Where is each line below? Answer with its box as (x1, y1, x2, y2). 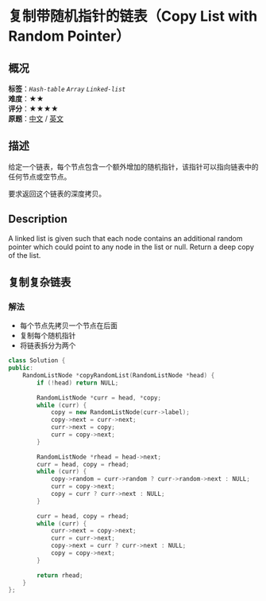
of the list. (8, 250, 41, 260)
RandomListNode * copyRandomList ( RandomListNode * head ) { (22, 372, 215, 380)
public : (8, 364, 34, 373)
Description (8, 213, 67, 226)
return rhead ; (37, 571, 83, 580)
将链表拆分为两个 (19, 341, 76, 350)
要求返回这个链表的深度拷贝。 (8, 189, 106, 198)
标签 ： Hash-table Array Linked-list (8, 84, 126, 93)
